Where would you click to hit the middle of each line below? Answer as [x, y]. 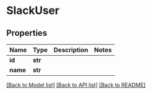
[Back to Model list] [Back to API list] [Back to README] [76, 85]
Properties [27, 33]
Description [71, 50]
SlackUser [33, 11]
